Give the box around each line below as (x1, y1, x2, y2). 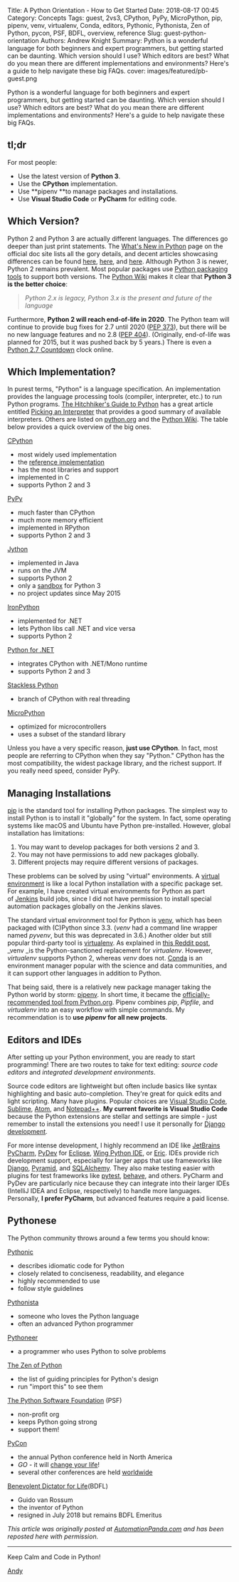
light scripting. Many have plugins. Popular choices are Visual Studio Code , (7, 1097, 228, 1105)
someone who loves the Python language (17, 1312, 139, 1320)
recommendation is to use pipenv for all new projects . (7, 1013, 168, 1022)
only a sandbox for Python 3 (17, 582, 101, 590)
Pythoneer (7, 1333, 38, 1342)
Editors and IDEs (7, 1034, 82, 1046)
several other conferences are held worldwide (17, 1468, 153, 1476)
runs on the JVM (17, 567, 67, 575)
